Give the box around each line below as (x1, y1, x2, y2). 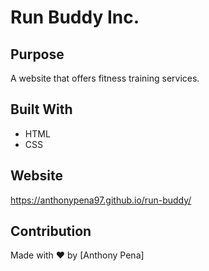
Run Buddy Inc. (10, 6, 140, 29)
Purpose (10, 46, 65, 63)
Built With (10, 101, 73, 118)
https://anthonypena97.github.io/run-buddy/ (10, 194, 192, 206)
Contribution (10, 223, 92, 240)
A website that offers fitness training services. (10, 72, 200, 84)
